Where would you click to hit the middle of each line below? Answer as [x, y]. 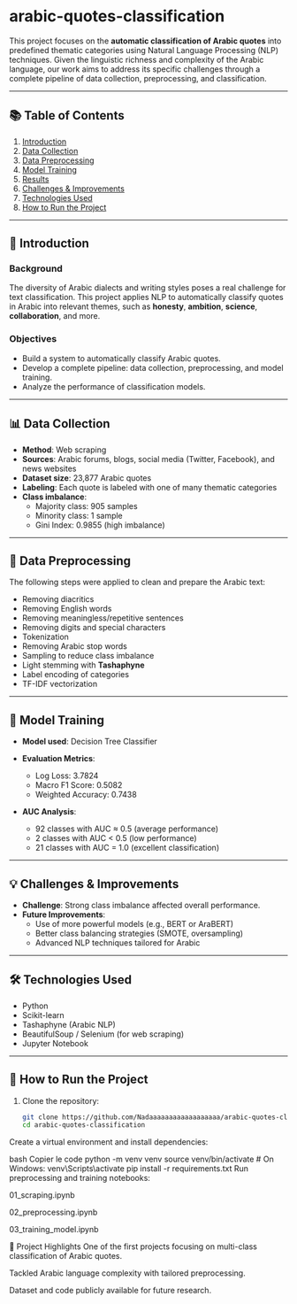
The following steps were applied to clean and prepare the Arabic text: [137, 583]
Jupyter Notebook [55, 1043]
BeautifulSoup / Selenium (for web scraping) [103, 1034]
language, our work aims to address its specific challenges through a [135, 69]
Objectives [33, 339]
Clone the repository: [61, 1100]
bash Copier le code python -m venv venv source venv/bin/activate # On [141, 1159]
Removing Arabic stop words [75, 646]
